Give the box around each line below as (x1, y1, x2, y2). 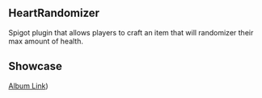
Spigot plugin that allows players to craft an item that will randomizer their (8, 27, 254, 37)
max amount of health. (8, 36, 83, 46)
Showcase (8, 59, 63, 73)
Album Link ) (8, 80, 49, 91)
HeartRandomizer (8, 6, 99, 20)
